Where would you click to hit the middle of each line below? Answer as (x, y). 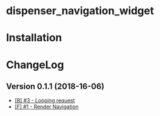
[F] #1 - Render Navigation (46, 107)
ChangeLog (35, 64)
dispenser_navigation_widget (80, 11)
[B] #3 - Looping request (45, 101)
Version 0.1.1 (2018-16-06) (55, 86)
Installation (34, 38)
